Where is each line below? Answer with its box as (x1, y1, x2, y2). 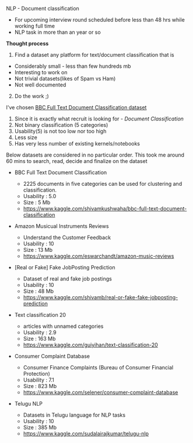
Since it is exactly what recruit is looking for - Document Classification (14, 115, 184, 122)
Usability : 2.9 (23, 329, 57, 335)
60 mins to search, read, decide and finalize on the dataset (6, 158, 148, 164)
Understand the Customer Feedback (23, 234, 111, 241)
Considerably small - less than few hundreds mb (14, 63, 131, 70)
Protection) (23, 371, 51, 377)
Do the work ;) (14, 93, 50, 99)
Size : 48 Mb (23, 288, 54, 295)
